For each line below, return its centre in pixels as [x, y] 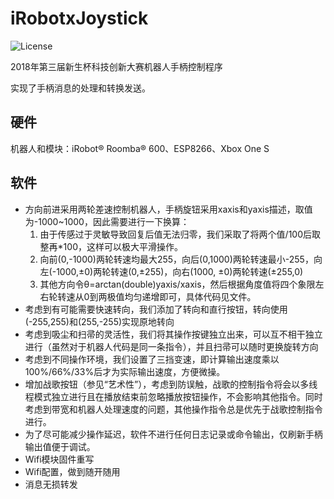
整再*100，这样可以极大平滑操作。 [111, 246]
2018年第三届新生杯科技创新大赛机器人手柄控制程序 [116, 66]
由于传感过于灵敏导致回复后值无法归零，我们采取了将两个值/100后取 [180, 234]
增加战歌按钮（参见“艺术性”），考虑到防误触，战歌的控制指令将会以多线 [171, 384]
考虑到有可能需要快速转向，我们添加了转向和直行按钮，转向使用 [156, 309]
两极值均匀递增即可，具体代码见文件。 [177, 296]
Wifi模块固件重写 [59, 459]
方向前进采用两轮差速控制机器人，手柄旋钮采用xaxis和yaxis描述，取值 [168, 209]
